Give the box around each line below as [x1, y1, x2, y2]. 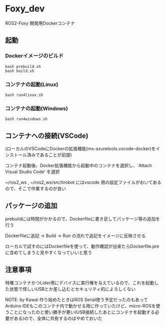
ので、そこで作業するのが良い [5, 186, 66, 192]
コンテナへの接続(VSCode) [5, 131, 88, 140]
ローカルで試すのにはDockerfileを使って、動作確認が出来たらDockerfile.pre [5, 243, 160, 249]
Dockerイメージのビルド [5, 52, 64, 59]
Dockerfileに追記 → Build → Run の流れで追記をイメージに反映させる [5, 233, 146, 239]
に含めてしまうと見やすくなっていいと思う [5, 249, 92, 255]
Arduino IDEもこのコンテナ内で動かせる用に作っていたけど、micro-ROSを [5, 303, 156, 309]
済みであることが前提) [26, 152, 72, 158]
